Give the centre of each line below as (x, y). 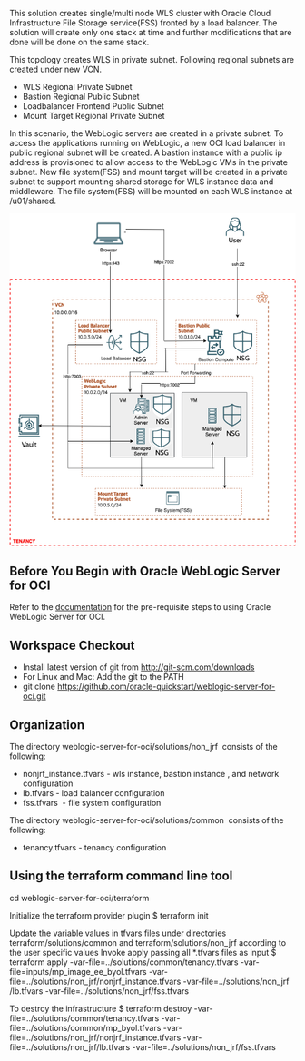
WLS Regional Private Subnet (78, 87)
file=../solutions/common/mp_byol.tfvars (85, 1027)
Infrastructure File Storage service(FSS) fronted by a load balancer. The (143, 23)
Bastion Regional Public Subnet (81, 96)
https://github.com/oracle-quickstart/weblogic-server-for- (167, 687)
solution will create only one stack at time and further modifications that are (151, 32)
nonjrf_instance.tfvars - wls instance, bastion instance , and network (151, 773)
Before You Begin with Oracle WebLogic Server (145, 571)
